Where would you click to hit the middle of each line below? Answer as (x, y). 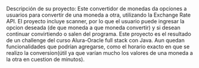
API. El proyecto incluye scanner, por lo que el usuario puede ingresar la (95, 21)
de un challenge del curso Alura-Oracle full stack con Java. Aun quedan (96, 40)
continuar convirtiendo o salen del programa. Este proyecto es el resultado (99, 34)
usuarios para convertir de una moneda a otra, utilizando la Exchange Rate (99, 15)
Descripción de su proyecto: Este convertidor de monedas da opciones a (97, 9)
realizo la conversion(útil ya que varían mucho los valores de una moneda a (100, 53)
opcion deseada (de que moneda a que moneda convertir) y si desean (93, 27)
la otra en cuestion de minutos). (46, 59)
